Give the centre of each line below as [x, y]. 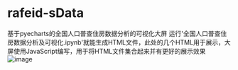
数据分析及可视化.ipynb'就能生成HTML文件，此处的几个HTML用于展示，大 [122, 42]
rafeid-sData [45, 13]
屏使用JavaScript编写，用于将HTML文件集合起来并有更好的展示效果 [107, 51]
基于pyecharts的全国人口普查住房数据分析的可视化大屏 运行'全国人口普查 [114, 33]
